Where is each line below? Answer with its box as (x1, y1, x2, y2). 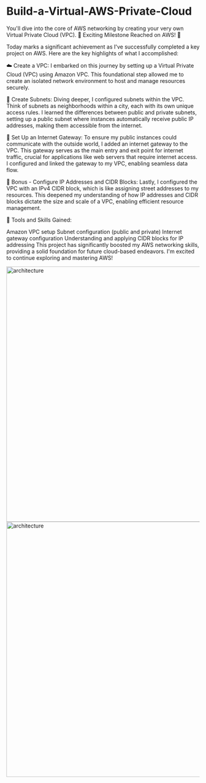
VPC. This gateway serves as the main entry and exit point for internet (6, 146, 184, 154)
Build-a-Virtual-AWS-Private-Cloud (6, 4, 192, 18)
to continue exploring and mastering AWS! (6, 254, 113, 262)
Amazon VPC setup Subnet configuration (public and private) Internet (6, 228, 182, 235)
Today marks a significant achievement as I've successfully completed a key (6, 43, 200, 50)
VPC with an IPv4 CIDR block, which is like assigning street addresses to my (6, 184, 199, 192)
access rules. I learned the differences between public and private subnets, (6, 109, 197, 116)
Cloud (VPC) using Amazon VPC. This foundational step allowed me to (6, 71, 184, 78)
